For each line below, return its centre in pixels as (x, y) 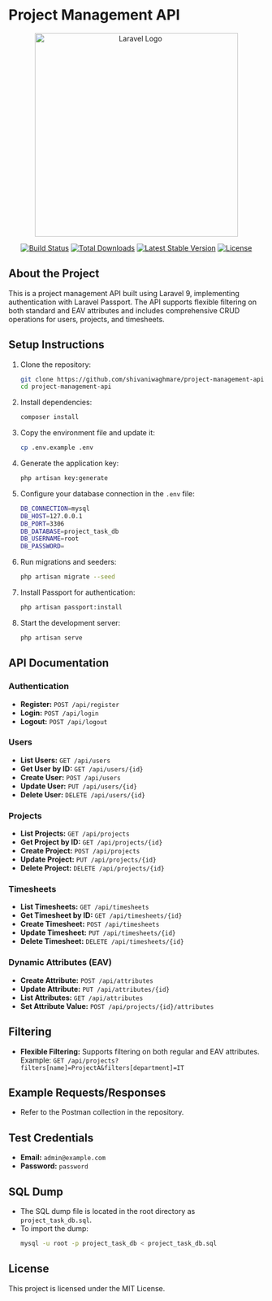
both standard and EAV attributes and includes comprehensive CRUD (124, 310)
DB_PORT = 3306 (42, 524)
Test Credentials (51, 1138)
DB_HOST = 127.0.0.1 (51, 516)
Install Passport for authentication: (78, 592)
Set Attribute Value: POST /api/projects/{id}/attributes (117, 1006)
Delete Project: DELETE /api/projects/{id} (92, 868)
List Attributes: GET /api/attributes (82, 998)
